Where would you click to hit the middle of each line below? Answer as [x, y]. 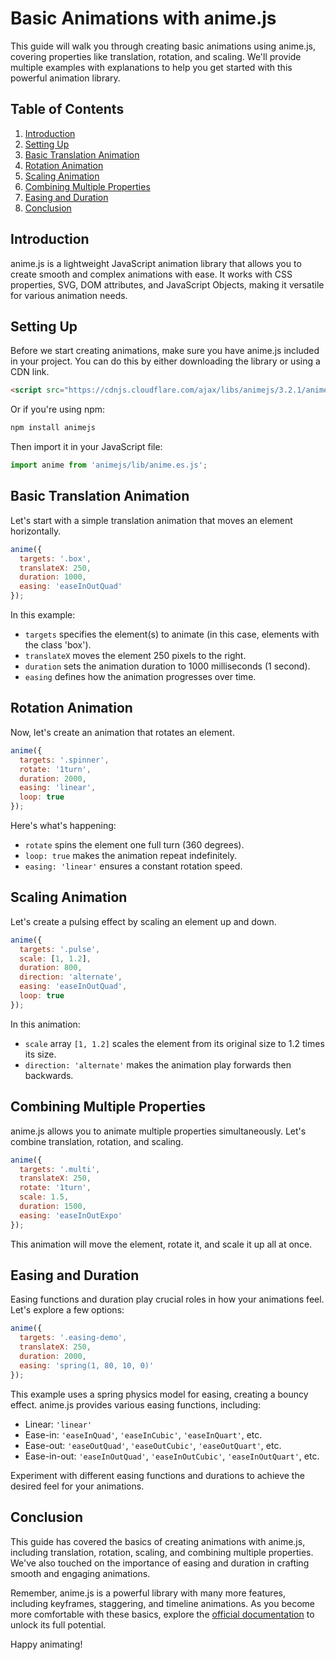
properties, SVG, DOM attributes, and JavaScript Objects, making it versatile [167, 284]
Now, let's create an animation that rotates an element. [122, 732]
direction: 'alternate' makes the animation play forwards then [158, 1064]
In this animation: [45, 1024]
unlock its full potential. [58, 1624]
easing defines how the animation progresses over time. [140, 677]
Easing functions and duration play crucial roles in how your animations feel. [167, 1299]
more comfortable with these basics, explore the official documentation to [162, 1614]
